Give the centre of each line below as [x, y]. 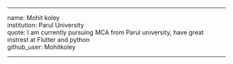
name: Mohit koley [34, 18]
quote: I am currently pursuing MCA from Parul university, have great [106, 32]
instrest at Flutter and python [49, 40]
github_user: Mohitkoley [42, 47]
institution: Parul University [46, 25]
